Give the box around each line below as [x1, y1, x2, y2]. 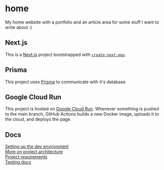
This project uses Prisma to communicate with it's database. [5, 79, 127, 85]
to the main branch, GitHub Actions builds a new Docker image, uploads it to [5, 111, 159, 117]
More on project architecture [5, 149, 63, 155]
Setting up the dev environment [5, 144, 69, 149]
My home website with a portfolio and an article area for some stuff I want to [5, 19, 159, 25]
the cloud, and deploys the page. [5, 116, 72, 122]
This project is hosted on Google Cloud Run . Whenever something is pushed [5, 106, 159, 112]
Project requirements [5, 154, 47, 160]
